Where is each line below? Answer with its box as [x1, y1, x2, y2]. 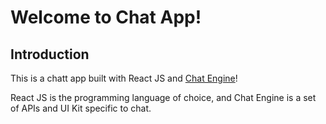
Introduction [10, 46, 90, 63]
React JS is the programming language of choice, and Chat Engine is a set [10, 92, 317, 103]
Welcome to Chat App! [10, 6, 202, 29]
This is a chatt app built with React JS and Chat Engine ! [10, 72, 238, 84]
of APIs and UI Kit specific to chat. [10, 102, 152, 114]
